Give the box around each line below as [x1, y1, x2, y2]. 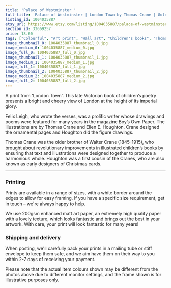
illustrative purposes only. [5, 277, 60, 283]
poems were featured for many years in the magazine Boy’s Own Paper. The [5, 118, 165, 125]
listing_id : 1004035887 [5, 17, 56, 22]
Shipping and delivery [5, 234, 61, 241]
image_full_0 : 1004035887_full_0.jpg [5, 50, 85, 55]
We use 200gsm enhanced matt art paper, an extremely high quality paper [5, 211, 162, 217]
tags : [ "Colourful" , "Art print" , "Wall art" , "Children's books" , [5, 36, 152, 41]
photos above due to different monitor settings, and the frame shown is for [5, 272, 162, 278]
